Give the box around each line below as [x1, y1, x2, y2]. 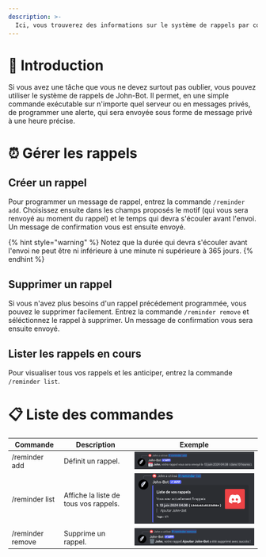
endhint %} [8, 255, 45, 264]
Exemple [179, 440, 209, 449]
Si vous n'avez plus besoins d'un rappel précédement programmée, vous [8, 298, 247, 309]
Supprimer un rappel [8, 278, 112, 291]
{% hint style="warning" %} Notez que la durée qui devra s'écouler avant [8, 238, 248, 248]
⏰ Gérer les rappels [8, 144, 138, 162]
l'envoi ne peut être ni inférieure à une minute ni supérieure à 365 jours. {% [8, 246, 253, 255]
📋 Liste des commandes [8, 405, 174, 424]
